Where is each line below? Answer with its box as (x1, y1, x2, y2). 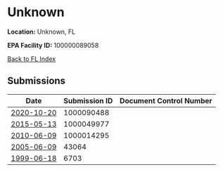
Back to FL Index (7, 54, 56, 63)
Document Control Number (119, 95, 212, 105)
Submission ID (63, 95, 113, 105)
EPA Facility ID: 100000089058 (7, 41, 99, 49)
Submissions (7, 75, 65, 87)
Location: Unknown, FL (7, 27, 76, 36)
